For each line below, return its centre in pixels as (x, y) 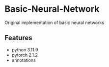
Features (18, 38)
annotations (24, 60)
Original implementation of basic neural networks (54, 22)
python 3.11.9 (25, 49)
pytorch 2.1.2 (25, 55)
